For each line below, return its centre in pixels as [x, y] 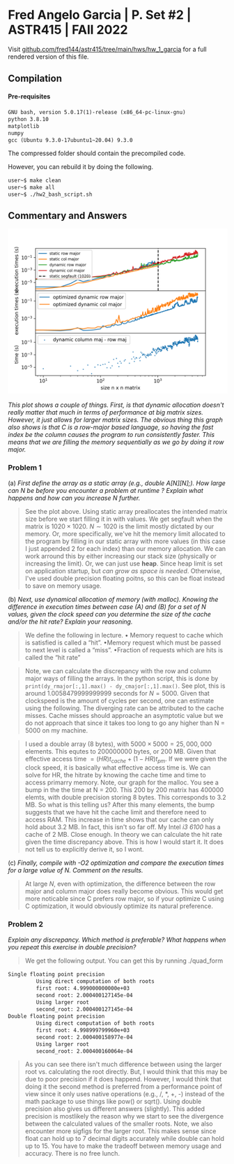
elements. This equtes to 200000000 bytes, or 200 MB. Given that [120, 751]
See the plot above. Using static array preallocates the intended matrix [126, 511]
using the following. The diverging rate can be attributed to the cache [124, 708]
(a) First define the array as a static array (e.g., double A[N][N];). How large [117, 483]
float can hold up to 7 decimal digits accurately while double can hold [125, 1138]
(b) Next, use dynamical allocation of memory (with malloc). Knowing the [113, 599]
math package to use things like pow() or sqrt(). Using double [113, 1101]
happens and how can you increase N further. [74, 498]
